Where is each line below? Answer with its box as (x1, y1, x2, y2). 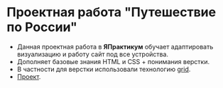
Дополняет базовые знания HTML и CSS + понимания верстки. (16, 57, 210, 65)
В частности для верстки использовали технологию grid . (16, 65, 191, 73)
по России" (6, 19, 77, 35)
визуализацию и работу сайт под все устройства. (16, 50, 168, 58)
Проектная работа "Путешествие (6, 4, 217, 20)
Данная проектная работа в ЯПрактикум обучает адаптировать (16, 42, 214, 51)
